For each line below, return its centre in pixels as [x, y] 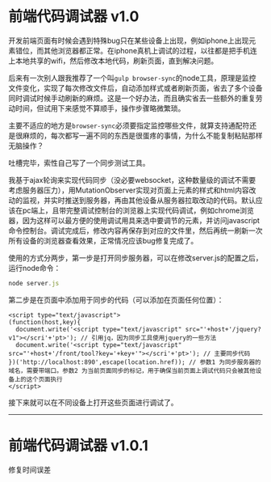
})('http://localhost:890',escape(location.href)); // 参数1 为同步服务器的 [135, 362]
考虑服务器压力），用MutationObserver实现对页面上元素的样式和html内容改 [132, 190]
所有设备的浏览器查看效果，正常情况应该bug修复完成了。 [103, 240]
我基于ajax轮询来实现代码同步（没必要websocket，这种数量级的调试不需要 [132, 180]
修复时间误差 [29, 469]
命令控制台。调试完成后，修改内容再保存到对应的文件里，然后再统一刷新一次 [135, 230]
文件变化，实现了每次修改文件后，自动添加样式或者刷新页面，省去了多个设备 [135, 88]
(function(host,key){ [45, 322]
